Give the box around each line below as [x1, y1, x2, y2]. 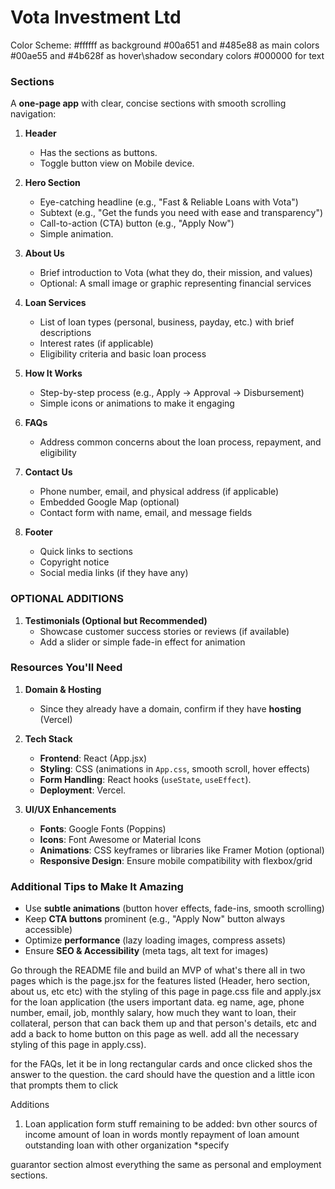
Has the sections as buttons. [39, 147, 158, 159]
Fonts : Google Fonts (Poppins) [39, 822, 167, 835]
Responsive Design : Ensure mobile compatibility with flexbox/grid [39, 854, 313, 866]
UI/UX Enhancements [24, 803, 117, 815]
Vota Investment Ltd [10, 6, 182, 29]
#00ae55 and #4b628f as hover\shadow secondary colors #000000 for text [10, 49, 325, 61]
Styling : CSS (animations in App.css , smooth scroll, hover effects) [39, 762, 311, 775]
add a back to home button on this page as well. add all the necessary [10, 1028, 300, 1040]
